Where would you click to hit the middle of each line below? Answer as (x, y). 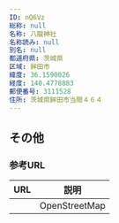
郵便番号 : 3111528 (41, 91)
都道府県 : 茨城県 (36, 58)
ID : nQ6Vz (27, 17)
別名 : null (28, 50)
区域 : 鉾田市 (30, 67)
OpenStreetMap (72, 206)
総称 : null (28, 26)
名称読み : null (34, 42)
